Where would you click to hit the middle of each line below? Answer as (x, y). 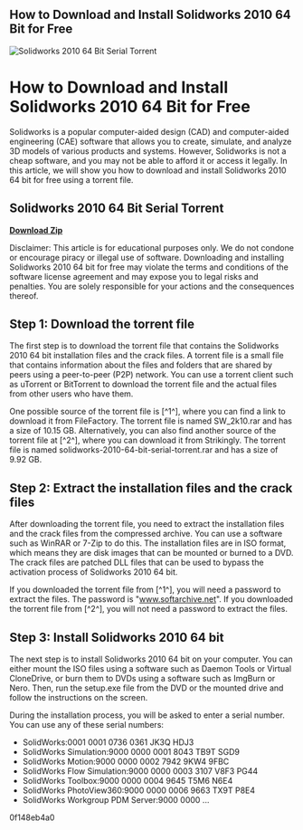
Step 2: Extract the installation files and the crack (151, 488)
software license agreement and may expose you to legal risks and (134, 276)
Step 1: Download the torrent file (102, 324)
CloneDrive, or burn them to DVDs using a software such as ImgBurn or (142, 678)
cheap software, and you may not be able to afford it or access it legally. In (148, 160)
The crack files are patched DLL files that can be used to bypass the (137, 563)
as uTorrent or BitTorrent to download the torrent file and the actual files (143, 385)
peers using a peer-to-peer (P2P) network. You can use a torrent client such (151, 375)
